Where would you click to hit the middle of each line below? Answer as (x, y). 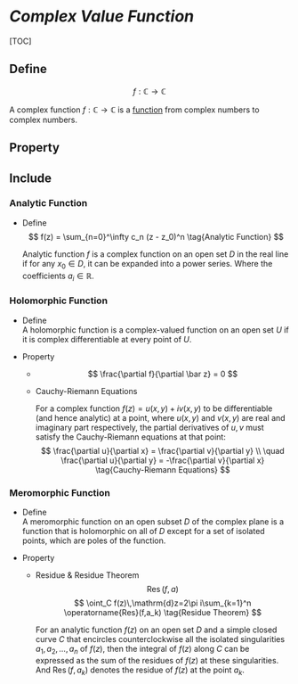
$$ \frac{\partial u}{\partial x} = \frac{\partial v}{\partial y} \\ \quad (162, 450)
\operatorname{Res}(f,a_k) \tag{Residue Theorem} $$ (163, 613)
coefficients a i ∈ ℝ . (58, 276)
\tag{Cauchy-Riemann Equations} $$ (162, 469)
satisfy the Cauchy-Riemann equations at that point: (131, 437)
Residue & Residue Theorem (87, 575)
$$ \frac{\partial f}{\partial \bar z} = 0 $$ (163, 374)
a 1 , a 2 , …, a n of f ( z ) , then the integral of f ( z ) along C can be (142, 650)
